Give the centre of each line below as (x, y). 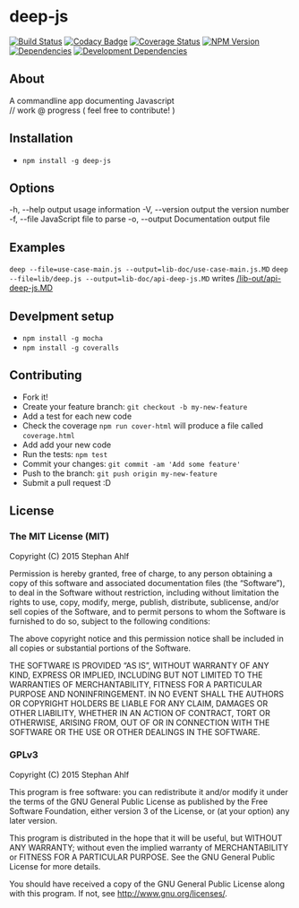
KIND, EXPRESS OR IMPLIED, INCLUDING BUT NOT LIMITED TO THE (136, 675)
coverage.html (48, 436)
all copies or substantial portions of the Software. (100, 648)
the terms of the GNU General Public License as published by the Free (139, 801)
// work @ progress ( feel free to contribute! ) (92, 110)
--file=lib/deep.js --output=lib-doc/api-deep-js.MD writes (122, 279)
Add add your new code (67, 445)
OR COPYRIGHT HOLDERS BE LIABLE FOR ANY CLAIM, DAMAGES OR (139, 703)
